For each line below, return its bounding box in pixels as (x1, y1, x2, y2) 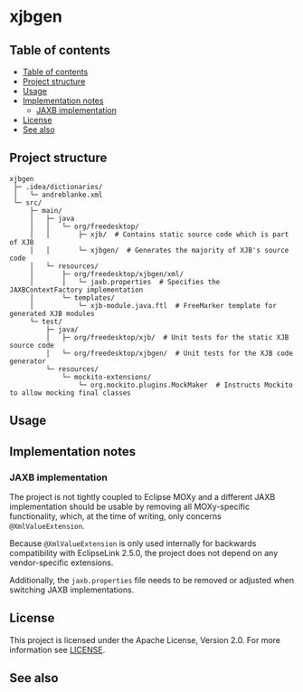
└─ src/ (13, 197, 43, 207)
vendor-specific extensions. (9, 557, 114, 568)
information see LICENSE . (9, 644, 106, 655)
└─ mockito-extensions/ (62, 372, 152, 381)
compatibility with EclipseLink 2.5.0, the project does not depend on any (9, 547, 279, 558)
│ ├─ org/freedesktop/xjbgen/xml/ (29, 269, 184, 278)
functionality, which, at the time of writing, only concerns (9, 510, 222, 522)
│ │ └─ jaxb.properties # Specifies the (29, 277, 221, 286)
